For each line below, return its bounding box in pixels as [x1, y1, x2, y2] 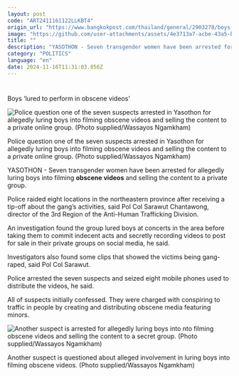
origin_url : [7, 23, 43, 31]
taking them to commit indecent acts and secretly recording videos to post [7, 231, 226, 239]
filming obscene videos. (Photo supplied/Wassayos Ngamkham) [7, 360, 196, 369]
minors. [7, 310, 30, 319]
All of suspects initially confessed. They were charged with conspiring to [7, 295, 221, 303]
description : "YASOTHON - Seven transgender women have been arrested [7, 43, 221, 51]
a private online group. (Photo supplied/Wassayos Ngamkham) [7, 152, 191, 160]
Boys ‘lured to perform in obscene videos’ [7, 94, 130, 103]
